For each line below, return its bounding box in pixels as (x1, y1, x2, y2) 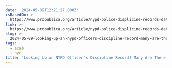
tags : (5, 41, 17, 46)
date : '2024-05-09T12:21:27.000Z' (5, 7, 79, 13)
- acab (10, 46, 24, 51)
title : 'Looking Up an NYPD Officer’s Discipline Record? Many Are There (5, 55, 166, 60)
